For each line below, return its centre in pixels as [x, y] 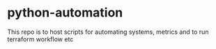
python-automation [65, 13]
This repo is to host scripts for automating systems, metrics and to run [108, 32]
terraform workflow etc [40, 39]
